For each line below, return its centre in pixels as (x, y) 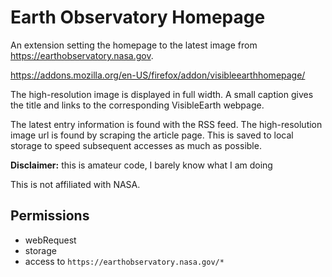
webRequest (50, 240)
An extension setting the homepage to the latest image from (134, 45)
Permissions (50, 216)
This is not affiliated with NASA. (75, 184)
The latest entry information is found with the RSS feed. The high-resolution (166, 124)
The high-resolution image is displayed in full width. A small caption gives (162, 94)
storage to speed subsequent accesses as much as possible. (136, 145)
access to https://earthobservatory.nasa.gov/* (124, 261)
